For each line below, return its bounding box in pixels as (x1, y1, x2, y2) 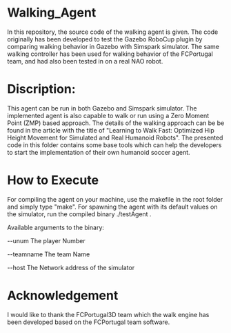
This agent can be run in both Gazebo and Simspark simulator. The (7, 104, 197, 112)
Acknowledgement (7, 288, 119, 303)
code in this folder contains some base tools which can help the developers (7, 140, 222, 149)
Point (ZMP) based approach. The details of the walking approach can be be (7, 119, 225, 127)
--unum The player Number (7, 236, 86, 245)
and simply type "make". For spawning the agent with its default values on (7, 202, 219, 211)
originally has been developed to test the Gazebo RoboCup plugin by (7, 35, 203, 43)
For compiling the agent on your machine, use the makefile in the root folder (7, 195, 223, 203)
